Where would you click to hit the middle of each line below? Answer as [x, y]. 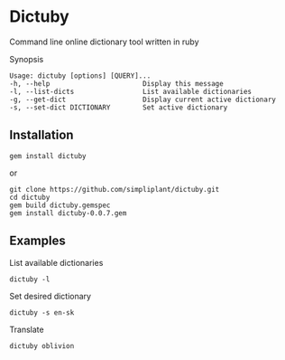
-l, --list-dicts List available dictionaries [131, 91]
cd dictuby [30, 197]
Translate [27, 329]
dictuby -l [30, 279]
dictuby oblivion [42, 346]
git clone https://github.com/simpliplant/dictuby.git [115, 189]
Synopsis [27, 59]
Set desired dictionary [51, 296]
